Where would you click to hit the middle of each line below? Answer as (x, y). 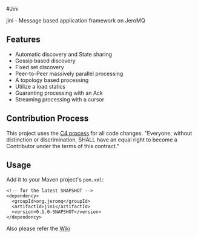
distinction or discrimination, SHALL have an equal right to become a (92, 140)
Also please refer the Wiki (38, 229)
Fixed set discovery (40, 67)
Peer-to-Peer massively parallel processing (69, 73)
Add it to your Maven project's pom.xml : (55, 180)
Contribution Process (48, 119)
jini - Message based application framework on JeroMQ (76, 20)
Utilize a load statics (40, 86)
